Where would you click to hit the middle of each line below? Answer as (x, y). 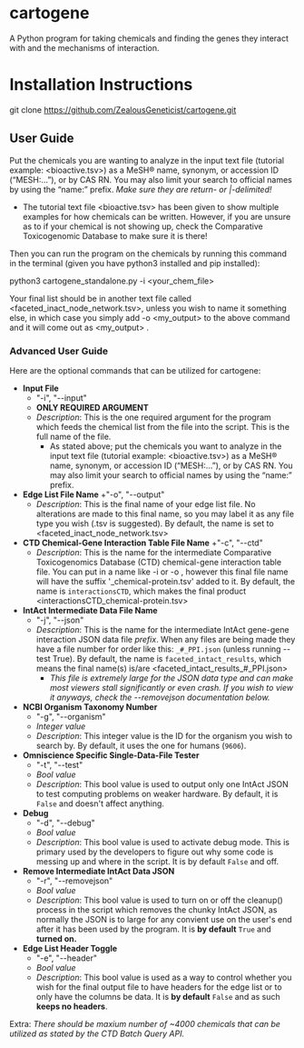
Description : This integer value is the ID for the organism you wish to (164, 735)
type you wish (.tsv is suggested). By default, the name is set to (155, 523)
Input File (40, 388)
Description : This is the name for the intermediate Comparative (154, 552)
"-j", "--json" (60, 620)
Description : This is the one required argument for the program (154, 417)
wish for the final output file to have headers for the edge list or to (159, 987)
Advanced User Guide (59, 351)
